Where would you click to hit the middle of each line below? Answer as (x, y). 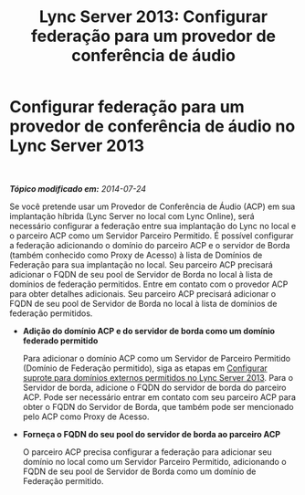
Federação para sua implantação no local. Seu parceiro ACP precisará (142, 264)
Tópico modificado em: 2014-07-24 (78, 188)
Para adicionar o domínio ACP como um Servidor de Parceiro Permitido (156, 358)
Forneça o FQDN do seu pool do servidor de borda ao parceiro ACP (152, 434)
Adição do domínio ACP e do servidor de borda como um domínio (149, 331)
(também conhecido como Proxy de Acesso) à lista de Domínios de (136, 255)
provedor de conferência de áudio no (152, 126)
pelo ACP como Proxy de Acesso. (86, 416)
